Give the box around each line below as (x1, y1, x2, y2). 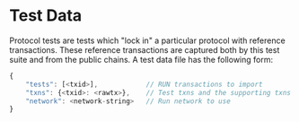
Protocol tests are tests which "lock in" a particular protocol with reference (9, 35, 286, 46)
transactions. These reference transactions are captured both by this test (9, 44, 280, 55)
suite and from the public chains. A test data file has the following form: (9, 54, 274, 65)
